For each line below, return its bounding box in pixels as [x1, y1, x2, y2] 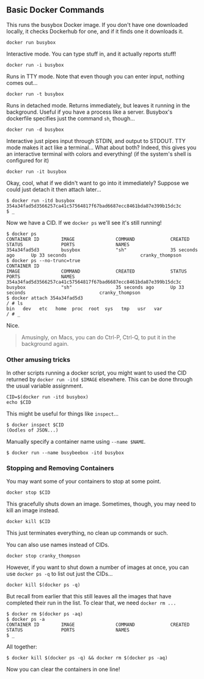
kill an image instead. [6, 507, 60, 514]
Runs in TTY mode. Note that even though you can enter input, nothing [6, 73, 185, 80]
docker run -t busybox [6, 91, 64, 97]
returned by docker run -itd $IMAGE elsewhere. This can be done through [6, 376, 193, 383]
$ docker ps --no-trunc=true [6, 257, 81, 263]
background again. [21, 340, 69, 347]
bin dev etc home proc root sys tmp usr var [6, 306, 163, 312]
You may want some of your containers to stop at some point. [6, 478, 161, 485]
